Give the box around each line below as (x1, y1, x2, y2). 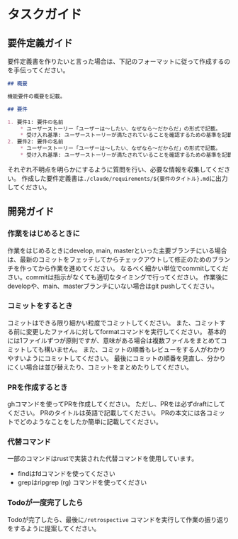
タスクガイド (7, 6, 83, 23)
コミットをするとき (7, 301, 73, 311)
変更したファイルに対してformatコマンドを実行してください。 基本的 (25, 327, 227, 335)
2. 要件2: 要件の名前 (7, 138, 64, 145)
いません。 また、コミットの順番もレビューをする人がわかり (50, 345, 226, 353)
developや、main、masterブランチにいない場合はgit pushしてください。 (7, 282, 218, 290)
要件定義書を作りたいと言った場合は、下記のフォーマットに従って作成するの (7, 57, 231, 65)
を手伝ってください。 (7, 66, 69, 74)
